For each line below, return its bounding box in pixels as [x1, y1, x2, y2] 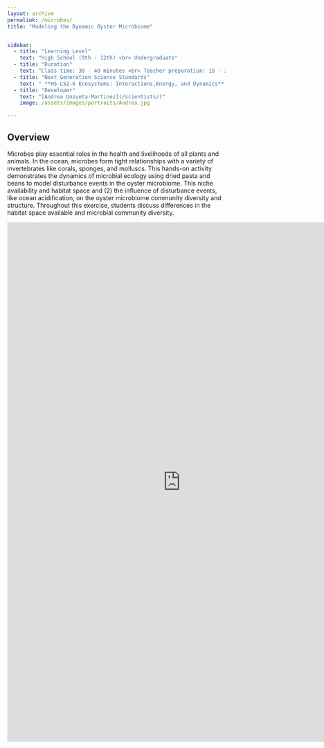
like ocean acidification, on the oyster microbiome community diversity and [7, 193, 222, 202]
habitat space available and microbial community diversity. [7, 208, 174, 217]
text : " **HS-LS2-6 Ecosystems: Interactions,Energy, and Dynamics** [19, 80, 225, 87]
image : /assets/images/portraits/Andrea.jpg [19, 100, 150, 107]
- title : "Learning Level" [13, 48, 91, 55]
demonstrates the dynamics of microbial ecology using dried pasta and [7, 171, 210, 180]
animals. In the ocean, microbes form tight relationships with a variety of [7, 157, 213, 165]
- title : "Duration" [13, 61, 73, 68]
